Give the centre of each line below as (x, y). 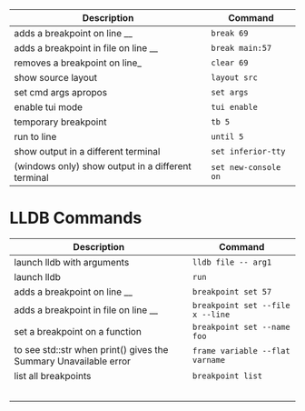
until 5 (227, 137)
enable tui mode (49, 107)
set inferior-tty (248, 151)
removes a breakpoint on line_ (78, 63)
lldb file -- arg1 (232, 262)
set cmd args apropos (60, 92)
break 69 (230, 33)
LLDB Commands (76, 218)
